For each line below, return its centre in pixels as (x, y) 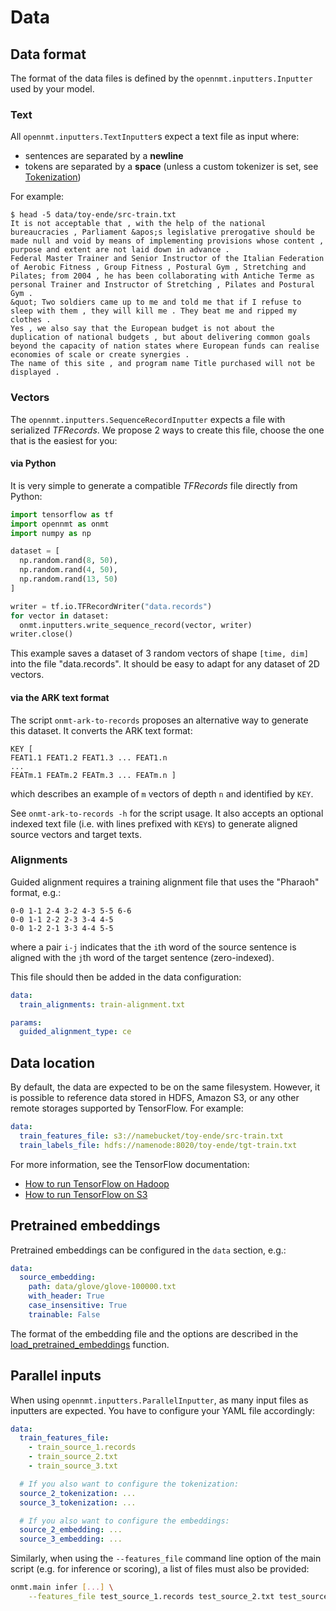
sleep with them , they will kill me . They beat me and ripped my (154, 311)
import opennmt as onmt (60, 524)
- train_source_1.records (82, 1447)
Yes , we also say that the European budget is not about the (142, 329)
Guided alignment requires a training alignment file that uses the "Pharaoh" (165, 882)
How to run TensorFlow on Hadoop (97, 1183)
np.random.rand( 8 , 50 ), (68, 561)
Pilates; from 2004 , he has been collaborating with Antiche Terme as (162, 276)
